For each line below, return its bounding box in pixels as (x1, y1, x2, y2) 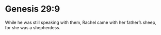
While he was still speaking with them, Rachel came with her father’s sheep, (5, 19, 157, 25)
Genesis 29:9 (5, 3, 60, 15)
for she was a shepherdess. (5, 24, 61, 30)
